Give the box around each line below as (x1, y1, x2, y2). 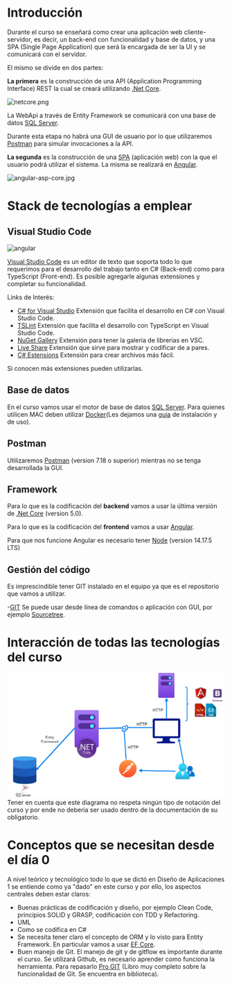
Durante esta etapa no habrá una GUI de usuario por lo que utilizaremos (7, 132, 213, 140)
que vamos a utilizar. (7, 590, 66, 598)
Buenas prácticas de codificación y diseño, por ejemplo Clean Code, (17, 903, 213, 911)
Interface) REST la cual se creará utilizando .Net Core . (7, 84, 161, 92)
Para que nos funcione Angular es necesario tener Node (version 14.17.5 (7, 536, 213, 544)
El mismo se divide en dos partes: (7, 63, 104, 72)
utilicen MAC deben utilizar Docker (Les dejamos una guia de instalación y (7, 410, 217, 418)
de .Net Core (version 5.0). (7, 509, 83, 518)
